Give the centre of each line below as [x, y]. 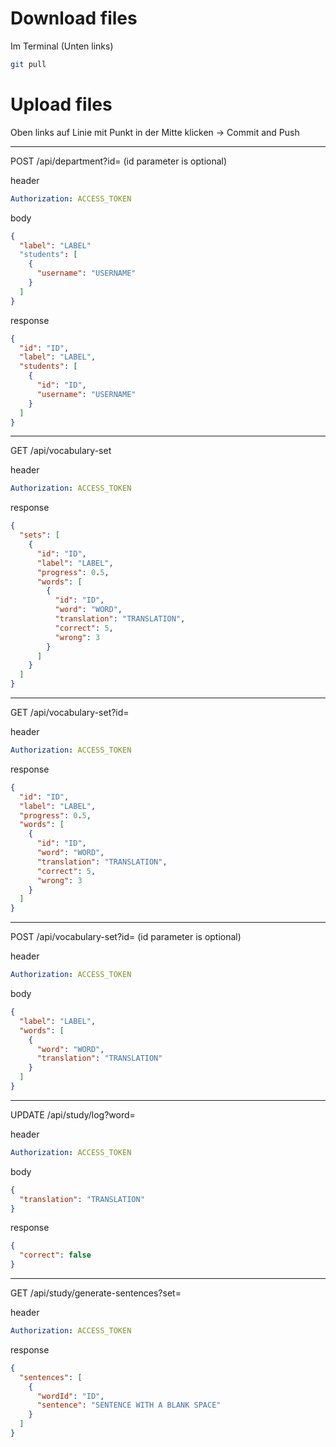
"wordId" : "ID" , [70, 1396]
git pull [28, 64]
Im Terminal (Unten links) [62, 46]
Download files [74, 18]
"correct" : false [55, 1255]
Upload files [61, 104]
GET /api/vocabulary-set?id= [70, 712]
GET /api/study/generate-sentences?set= [96, 1293]
